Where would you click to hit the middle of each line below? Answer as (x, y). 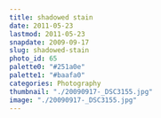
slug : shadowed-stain (49, 51)
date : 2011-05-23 (41, 26)
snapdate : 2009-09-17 (49, 42)
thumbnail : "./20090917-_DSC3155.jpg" (81, 91)
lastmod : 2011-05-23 (48, 34)
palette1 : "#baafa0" (48, 75)
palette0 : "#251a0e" (48, 67)
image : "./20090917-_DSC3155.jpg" (73, 100)
